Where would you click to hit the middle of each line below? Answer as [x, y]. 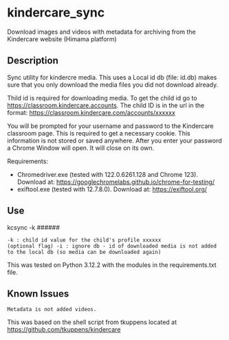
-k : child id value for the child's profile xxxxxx [84, 240]
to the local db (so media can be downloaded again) [84, 252]
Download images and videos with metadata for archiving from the [101, 32]
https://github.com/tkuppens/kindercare [64, 330]
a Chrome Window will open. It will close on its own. [81, 148]
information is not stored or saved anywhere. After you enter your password [115, 140]
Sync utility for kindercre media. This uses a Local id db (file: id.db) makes [112, 77]
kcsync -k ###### [34, 227]
